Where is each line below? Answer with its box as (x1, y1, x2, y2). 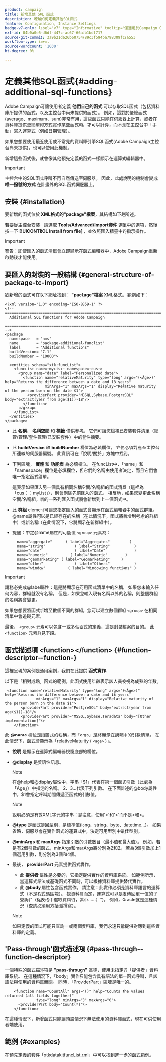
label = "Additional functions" (9, 345, 90, 350)
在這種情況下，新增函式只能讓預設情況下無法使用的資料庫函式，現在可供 (5, 1016, 152, 1021)
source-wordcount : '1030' (5, 44, 58, 49)
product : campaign (5, 7, 43, 12)
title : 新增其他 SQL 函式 (5, 12, 54, 17)
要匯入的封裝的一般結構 (5, 270, 77, 279)
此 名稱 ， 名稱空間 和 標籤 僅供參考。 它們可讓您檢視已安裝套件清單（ (12, 428, 154, 434)
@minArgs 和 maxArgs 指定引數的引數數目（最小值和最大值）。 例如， (12, 838, 157, 845)
